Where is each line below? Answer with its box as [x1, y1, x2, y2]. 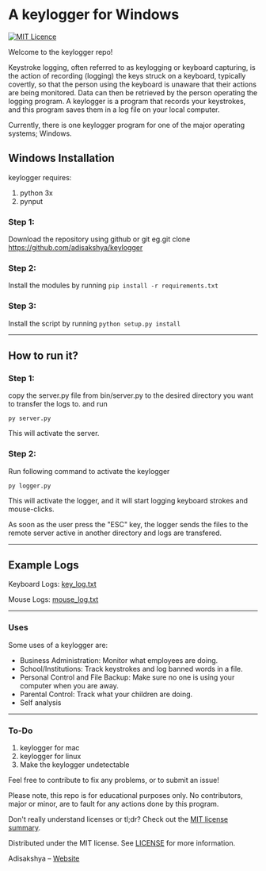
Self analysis [19, 697, 62, 707]
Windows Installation [8, 152, 115, 165]
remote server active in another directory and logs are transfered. [8, 528, 222, 538]
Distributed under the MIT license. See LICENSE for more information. [8, 838, 236, 848]
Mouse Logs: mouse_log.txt [8, 595, 99, 604]
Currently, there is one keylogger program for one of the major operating [8, 120, 245, 129]
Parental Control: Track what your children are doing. [19, 689, 193, 699]
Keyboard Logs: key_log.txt [8, 580, 97, 589]
